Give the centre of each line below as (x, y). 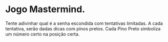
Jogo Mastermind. (45, 9)
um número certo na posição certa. (43, 34)
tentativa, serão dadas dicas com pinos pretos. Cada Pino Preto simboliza (83, 28)
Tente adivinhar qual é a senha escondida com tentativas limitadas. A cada (84, 23)
